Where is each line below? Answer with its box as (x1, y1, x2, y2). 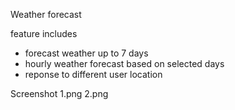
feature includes (10, 28, 78, 39)
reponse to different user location (24, 69, 163, 80)
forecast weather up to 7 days (24, 47, 149, 59)
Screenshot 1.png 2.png (10, 88, 109, 99)
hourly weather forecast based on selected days (24, 58, 225, 69)
